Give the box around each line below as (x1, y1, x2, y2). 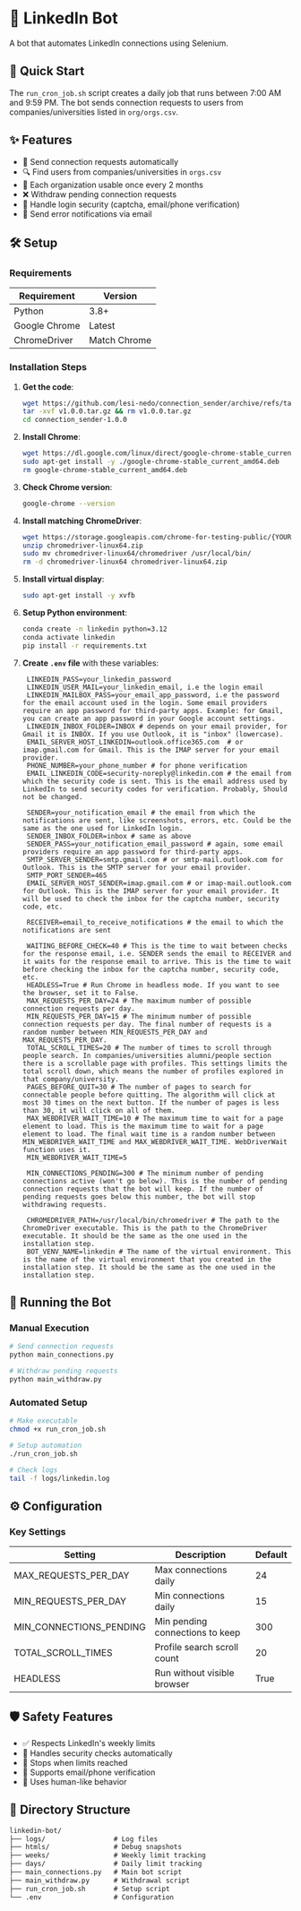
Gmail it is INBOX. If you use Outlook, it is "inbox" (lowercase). (21, 729, 284, 738)
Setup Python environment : (21, 607, 128, 618)
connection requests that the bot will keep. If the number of (21, 1184, 264, 1193)
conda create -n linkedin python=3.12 (21, 624, 168, 634)
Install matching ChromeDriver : (21, 515, 142, 526)
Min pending (154, 1615, 208, 1628)
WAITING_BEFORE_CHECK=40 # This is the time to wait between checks (26, 941, 288, 951)
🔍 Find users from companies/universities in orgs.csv (21, 166, 222, 177)
